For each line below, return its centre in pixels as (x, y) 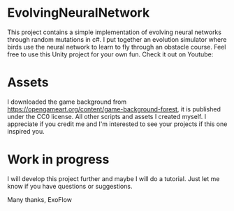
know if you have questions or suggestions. (70, 186)
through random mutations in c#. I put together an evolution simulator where (117, 39)
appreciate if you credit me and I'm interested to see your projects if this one (117, 124)
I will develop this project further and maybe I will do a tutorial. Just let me (114, 178)
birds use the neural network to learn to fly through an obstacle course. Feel (117, 47)
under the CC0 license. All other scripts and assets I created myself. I (107, 116)
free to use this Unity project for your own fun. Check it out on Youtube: (110, 54)
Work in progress (58, 160)
